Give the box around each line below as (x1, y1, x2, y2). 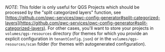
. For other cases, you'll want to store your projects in (45, 25, 154, 31)
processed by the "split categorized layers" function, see (5, 9, 122, 15)
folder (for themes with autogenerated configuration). (37, 41, 146, 47)
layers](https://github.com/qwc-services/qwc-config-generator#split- (5, 20, 148, 26)
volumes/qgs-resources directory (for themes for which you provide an (5, 31, 148, 36)
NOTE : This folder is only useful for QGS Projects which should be (5, 4, 140, 10)
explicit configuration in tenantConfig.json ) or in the (5, 36, 112, 42)
